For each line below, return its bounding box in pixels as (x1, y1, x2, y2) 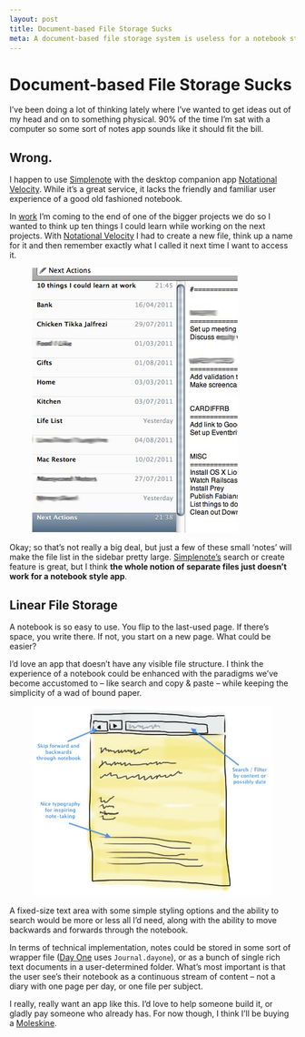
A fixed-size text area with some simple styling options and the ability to (9, 905, 280, 916)
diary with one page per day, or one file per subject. (9, 981, 203, 992)
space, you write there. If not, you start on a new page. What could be (9, 630, 271, 641)
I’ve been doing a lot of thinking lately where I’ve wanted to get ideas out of (9, 105, 291, 116)
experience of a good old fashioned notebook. (9, 194, 183, 205)
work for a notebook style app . (9, 571, 128, 582)
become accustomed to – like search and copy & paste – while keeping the (9, 678, 289, 689)
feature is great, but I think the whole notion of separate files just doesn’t (9, 561, 288, 572)
